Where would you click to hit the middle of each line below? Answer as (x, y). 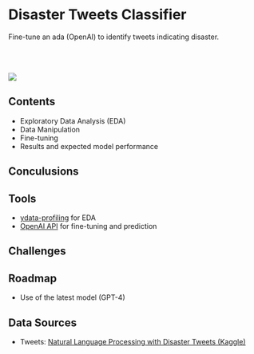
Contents (32, 102)
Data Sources (43, 323)
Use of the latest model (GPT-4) (72, 297)
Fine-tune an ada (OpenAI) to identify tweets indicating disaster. (114, 37)
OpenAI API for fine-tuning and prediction (88, 226)
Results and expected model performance (89, 146)
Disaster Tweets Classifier (97, 15)
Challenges (37, 252)
